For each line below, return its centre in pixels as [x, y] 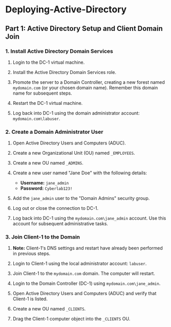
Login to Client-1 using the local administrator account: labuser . [80, 264]
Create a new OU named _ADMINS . [48, 163]
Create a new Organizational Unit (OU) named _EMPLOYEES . [74, 153]
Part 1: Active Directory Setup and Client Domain [84, 29]
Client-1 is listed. [30, 299]
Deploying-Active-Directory [66, 10]
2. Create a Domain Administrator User [54, 132]
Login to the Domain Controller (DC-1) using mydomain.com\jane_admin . [87, 283]
